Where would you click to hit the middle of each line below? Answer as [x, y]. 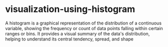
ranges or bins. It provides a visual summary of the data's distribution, [77, 33]
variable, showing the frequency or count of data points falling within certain [84, 28]
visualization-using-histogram [70, 9]
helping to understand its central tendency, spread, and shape [69, 39]
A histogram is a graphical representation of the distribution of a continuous [83, 23]
